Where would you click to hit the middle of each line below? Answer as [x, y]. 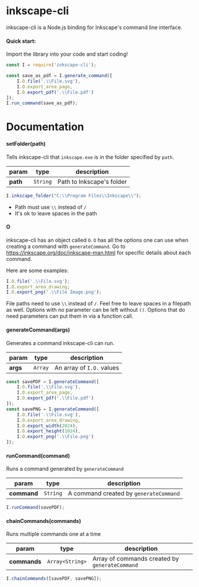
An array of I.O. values [87, 368]
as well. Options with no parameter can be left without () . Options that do [96, 310]
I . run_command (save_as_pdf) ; [42, 103]
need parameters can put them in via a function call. [70, 316]
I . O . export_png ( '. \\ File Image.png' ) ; [54, 292]
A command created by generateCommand [124, 493]
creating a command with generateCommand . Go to [66, 246]
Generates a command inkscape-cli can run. [60, 343]
